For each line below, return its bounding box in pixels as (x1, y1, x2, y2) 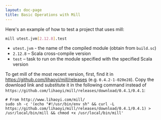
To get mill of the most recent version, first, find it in (5, 71, 114, 77)
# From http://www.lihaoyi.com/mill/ (5, 97, 85, 102)
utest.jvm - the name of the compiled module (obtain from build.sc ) (12, 45, 156, 51)
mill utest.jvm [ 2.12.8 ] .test (5, 36, 67, 41)
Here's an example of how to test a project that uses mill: (5, 26, 124, 32)
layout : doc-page (5, 7, 42, 13)
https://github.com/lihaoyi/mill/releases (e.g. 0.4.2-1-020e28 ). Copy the (5, 77, 154, 83)
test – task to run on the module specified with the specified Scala (12, 56, 152, 62)
